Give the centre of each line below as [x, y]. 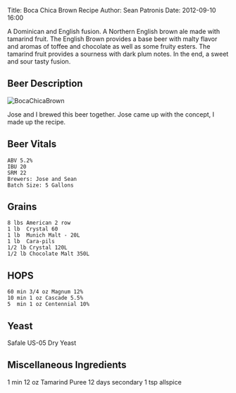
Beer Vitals [32, 144]
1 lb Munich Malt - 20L [44, 235]
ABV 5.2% [20, 160]
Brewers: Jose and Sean [42, 179]
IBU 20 [17, 166]
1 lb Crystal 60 [33, 229]
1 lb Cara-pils [31, 242]
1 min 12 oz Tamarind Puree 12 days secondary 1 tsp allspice [94, 382]
